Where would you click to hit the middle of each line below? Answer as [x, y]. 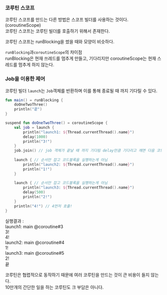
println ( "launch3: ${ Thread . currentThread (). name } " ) [79, 188]
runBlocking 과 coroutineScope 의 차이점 [44, 52]
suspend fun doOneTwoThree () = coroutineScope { [56, 123]
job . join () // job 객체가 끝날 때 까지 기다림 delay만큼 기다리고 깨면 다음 [84, 151]
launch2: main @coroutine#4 [35, 242]
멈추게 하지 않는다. [36, 65]
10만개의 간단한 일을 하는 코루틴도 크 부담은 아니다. [54, 287]
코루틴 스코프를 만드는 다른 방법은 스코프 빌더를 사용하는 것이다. [67, 20]
